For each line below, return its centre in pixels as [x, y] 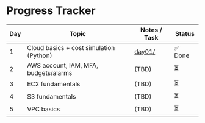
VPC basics [44, 109]
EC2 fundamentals [54, 84]
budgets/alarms [50, 72]
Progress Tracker [51, 11]
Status [185, 33]
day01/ [145, 51]
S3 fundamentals [52, 97]
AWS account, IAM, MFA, [63, 65]
